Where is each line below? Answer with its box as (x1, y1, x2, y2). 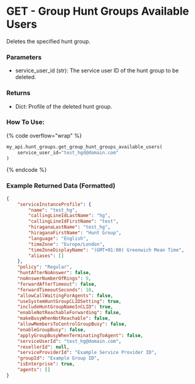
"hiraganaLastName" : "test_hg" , (28, 224, 111, 231)
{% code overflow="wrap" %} (6, 132, 83, 139)
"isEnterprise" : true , (17, 361, 75, 367)
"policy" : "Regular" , (17, 264, 72, 271)
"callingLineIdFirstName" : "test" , (28, 218, 119, 225)
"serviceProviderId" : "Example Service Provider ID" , (17, 350, 157, 356)
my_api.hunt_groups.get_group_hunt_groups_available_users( (6, 144, 163, 150)
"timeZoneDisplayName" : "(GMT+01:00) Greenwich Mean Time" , (28, 247, 185, 253)
